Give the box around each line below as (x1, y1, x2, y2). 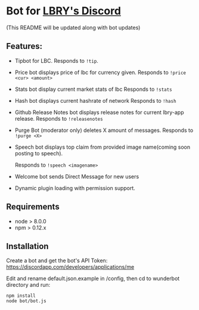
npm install (6, 293, 36, 299)
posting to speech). (14, 149, 63, 156)
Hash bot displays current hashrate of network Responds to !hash (14, 97, 177, 104)
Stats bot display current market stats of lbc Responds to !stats (14, 85, 173, 93)
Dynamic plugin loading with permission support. (14, 184, 136, 192)
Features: (6, 41, 43, 51)
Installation (6, 241, 49, 251)
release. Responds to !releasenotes (14, 115, 103, 122)
